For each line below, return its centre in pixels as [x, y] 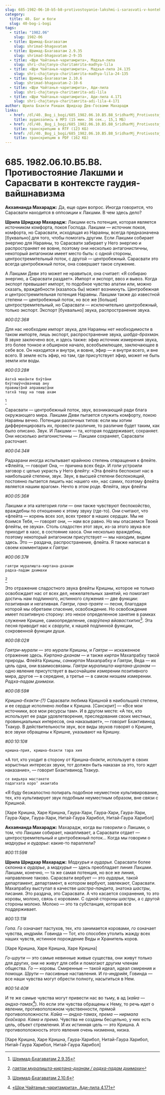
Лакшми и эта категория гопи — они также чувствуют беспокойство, [78, 506]
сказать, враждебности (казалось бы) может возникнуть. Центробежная [82, 289]
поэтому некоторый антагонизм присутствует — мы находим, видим [78, 537]
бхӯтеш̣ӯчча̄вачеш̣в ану [27, 384]
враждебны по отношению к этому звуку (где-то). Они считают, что [77, 511]
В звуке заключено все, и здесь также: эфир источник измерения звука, [82, 340]
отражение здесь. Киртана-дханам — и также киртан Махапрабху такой [82, 655]
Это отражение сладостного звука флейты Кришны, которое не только [80, 588]
